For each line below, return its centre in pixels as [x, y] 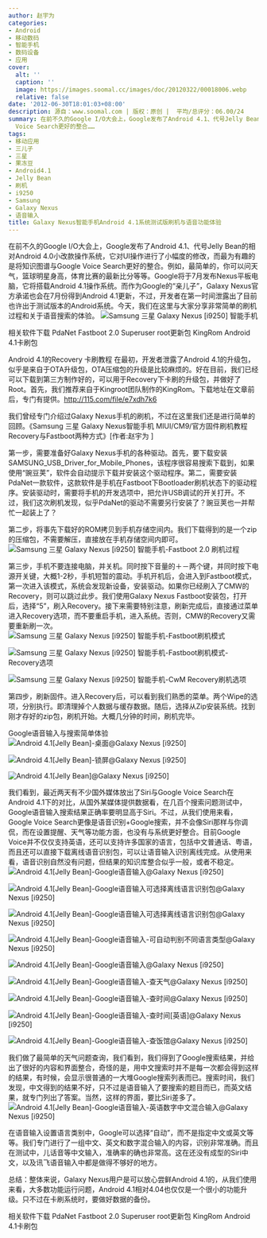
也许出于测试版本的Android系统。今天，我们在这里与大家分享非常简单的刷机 [132, 306]
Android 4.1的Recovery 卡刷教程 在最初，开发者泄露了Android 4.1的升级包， [132, 359]
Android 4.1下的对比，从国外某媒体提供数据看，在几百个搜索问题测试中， [127, 802]
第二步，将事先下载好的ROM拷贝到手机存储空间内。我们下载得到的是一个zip [133, 530]
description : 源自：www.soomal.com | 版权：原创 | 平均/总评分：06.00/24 [126, 112]
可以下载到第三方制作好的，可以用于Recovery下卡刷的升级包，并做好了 [125, 379]
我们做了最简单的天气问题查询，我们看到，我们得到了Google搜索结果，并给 [132, 1058]
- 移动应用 [24, 141]
